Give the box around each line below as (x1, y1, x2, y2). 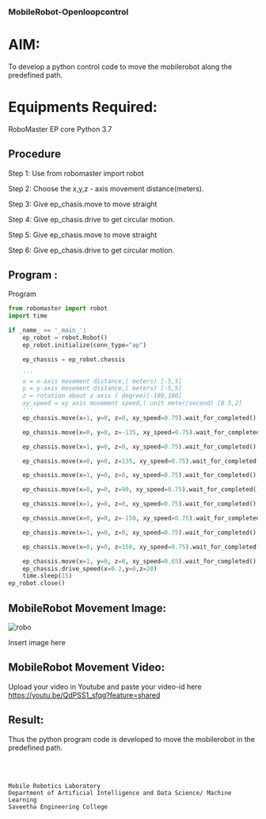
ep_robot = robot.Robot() (22, 334, 108, 342)
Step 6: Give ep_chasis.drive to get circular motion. (8, 245, 175, 255)
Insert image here (8, 637, 66, 647)
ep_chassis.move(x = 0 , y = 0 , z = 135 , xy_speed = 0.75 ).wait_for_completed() (22, 457, 264, 465)
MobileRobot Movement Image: (8, 602, 167, 615)
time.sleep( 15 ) (22, 572, 73, 580)
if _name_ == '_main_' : (8, 326, 87, 335)
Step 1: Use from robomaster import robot (8, 168, 144, 178)
